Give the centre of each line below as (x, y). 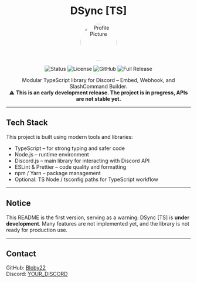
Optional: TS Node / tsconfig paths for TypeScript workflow (86, 179)
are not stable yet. (98, 98)
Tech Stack (27, 123)
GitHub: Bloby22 (26, 268)
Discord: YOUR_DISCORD (37, 274)
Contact (21, 253)
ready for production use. (37, 230)
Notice (18, 203)
